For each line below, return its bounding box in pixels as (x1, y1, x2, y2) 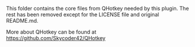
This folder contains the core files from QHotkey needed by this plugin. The (6, 5, 190, 12)
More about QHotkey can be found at (6, 28, 97, 35)
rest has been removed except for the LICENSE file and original (6, 11, 159, 18)
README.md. (6, 17, 39, 24)
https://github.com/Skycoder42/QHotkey (6, 35, 106, 41)
